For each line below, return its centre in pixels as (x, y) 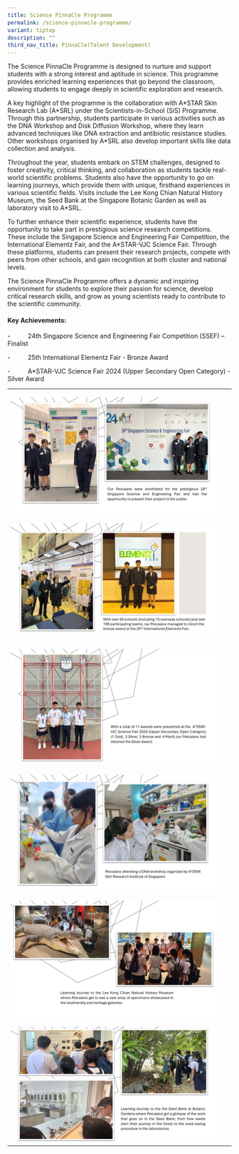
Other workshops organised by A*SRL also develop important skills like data (119, 141)
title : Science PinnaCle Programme (60, 15)
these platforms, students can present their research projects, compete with (119, 252)
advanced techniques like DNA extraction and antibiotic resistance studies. (117, 134)
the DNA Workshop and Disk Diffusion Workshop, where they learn (106, 126)
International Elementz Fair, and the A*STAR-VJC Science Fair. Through (112, 245)
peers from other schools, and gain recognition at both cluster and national (117, 260)
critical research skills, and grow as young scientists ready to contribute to (116, 296)
